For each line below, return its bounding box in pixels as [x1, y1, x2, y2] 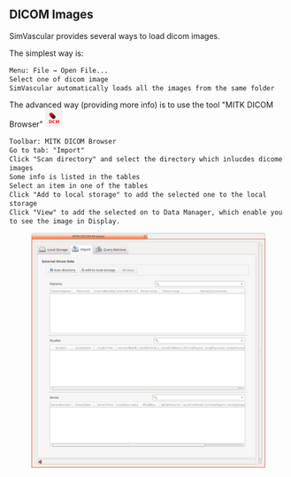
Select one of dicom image [9, 74, 109, 83]
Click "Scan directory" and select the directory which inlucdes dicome [9, 154, 283, 163]
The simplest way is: [9, 48, 84, 59]
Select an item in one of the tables [9, 181, 149, 190]
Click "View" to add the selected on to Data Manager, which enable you [9, 207, 283, 216]
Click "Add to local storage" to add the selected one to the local [9, 190, 267, 199]
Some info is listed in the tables [9, 172, 141, 181]
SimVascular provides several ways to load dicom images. [9, 30, 221, 41]
